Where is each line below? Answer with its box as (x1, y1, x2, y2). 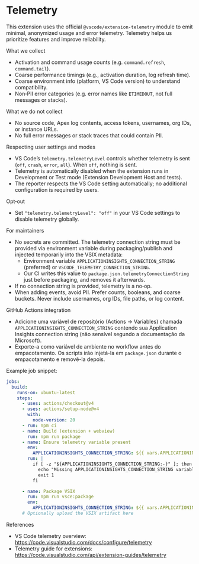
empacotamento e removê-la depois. (14, 356, 105, 363)
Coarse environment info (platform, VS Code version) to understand (14, 78, 181, 85)
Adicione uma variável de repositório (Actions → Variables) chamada (14, 318, 182, 325)
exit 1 (37, 472, 54, 478)
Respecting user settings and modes (6, 143, 96, 150)
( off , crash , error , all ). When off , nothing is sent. (14, 161, 137, 168)
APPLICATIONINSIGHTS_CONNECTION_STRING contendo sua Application (14, 324, 177, 331)
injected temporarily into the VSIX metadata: (14, 251, 123, 258)
